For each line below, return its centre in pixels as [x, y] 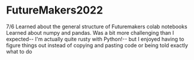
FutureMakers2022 [55, 10]
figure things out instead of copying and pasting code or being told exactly [97, 45]
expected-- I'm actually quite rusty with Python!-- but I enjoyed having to [95, 39]
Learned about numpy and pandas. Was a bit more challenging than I [90, 32]
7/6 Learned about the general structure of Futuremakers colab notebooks [97, 26]
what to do [19, 51]
